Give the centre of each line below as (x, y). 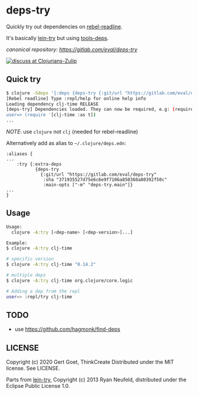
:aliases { (19, 154)
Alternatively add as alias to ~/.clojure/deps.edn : (66, 143)
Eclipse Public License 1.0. (38, 386)
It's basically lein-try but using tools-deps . (57, 38)
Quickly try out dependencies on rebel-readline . (64, 27)
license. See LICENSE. (33, 368)
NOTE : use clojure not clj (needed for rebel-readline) (72, 131)
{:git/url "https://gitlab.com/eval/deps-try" (99, 175)
